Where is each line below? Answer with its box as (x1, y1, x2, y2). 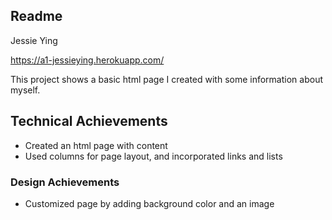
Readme (10, 8, 63, 25)
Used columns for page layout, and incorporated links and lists (24, 150, 283, 162)
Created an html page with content (24, 139, 168, 151)
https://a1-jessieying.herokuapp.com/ (10, 54, 165, 66)
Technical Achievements (10, 113, 168, 130)
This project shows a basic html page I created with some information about (10, 73, 323, 85)
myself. (10, 84, 41, 96)
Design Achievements (10, 175, 120, 189)
